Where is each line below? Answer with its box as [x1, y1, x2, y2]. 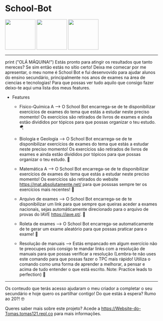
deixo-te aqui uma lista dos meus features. [5, 84, 91, 90]
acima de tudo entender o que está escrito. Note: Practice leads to [19, 266, 152, 272]
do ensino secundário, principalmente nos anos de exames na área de [5, 74, 146, 80]
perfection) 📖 [19, 271, 46, 277]
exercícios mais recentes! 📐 [19, 186, 75, 192]
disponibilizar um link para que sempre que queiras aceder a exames [19, 201, 158, 207]
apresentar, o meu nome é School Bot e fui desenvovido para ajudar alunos [5, 69, 156, 75]
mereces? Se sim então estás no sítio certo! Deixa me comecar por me [5, 64, 147, 70]
